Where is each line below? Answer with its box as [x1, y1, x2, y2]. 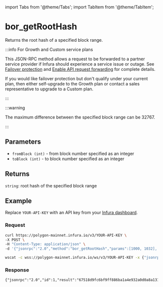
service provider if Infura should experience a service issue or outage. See [5, 61, 154, 67]
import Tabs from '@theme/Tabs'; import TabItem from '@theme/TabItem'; [5, 4, 154, 10]
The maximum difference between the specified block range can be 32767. [5, 114, 155, 120]
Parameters [5, 138, 41, 146]
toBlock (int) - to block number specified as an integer [12, 155, 125, 162]
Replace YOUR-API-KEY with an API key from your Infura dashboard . [5, 210, 138, 216]
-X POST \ [5, 237, 25, 242]
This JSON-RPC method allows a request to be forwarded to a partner [5, 56, 146, 62]
